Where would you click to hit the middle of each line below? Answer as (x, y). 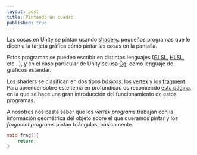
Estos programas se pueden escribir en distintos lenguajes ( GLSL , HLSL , (96, 58)
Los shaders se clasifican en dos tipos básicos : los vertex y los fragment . (97, 81)
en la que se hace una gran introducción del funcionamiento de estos (92, 94)
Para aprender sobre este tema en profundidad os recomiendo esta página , (99, 88)
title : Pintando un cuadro (40, 17)
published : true (27, 23)
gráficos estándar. (29, 70)
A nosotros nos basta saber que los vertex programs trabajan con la (90, 112)
